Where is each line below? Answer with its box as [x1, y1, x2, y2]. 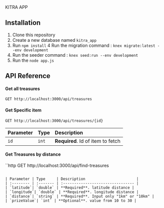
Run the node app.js [12, 57, 55, 63]
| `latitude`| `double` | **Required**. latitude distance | [5, 185, 135, 190]
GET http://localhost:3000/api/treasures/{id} [5, 118, 103, 123]
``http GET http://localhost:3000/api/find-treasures [5, 162, 109, 168]
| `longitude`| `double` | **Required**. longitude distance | [5, 189, 139, 195]
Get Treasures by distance [5, 151, 61, 157]
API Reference [5, 72, 51, 80]
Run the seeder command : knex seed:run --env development [12, 52, 138, 58]
